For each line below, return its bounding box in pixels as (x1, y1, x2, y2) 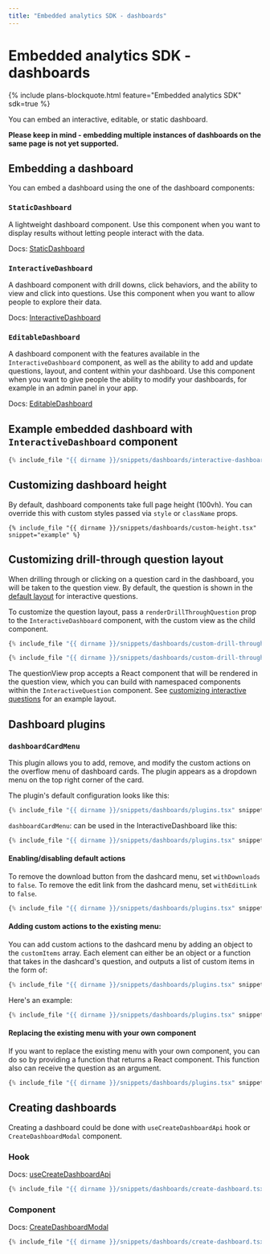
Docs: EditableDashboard (8, 399, 93, 409)
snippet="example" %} (8, 530, 81, 539)
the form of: (8, 965, 48, 975)
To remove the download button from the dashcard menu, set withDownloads (8, 871, 261, 881)
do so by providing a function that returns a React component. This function (8, 1055, 260, 1064)
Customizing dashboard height (8, 478, 167, 492)
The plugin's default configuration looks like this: (8, 790, 170, 801)
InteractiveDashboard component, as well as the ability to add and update (8, 357, 253, 367)
